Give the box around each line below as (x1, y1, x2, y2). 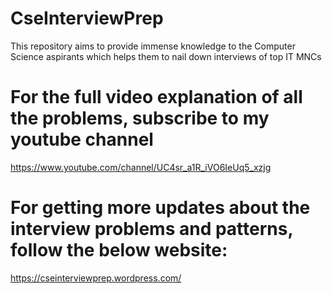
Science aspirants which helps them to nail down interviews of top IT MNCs (10, 50, 322, 62)
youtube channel (10, 128, 154, 151)
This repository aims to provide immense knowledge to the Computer (10, 40, 296, 52)
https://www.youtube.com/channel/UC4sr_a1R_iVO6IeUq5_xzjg (10, 161, 272, 173)
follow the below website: (10, 239, 228, 262)
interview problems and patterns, (10, 218, 293, 241)
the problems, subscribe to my (10, 107, 270, 130)
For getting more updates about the (10, 197, 311, 219)
